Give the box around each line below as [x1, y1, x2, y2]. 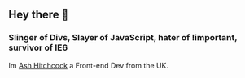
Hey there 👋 [8, 8, 69, 22]
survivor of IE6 [8, 42, 68, 53]
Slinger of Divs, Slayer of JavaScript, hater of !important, [8, 32, 238, 43]
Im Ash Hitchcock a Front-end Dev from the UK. [8, 60, 169, 70]
